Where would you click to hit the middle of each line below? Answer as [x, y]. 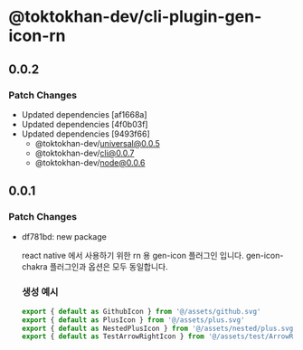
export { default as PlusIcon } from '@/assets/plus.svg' [133, 320]
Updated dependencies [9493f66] [85, 134]
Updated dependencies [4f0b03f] [85, 124]
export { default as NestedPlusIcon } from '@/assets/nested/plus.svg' [159, 328]
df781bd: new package [64, 236]
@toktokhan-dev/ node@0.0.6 [90, 162]
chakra [34, 266]
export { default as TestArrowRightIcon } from [113, 336]
